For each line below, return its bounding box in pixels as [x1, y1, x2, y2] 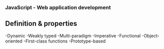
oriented [5, 38, 22, 44]
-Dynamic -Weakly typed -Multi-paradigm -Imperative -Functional [5, 32, 141, 38]
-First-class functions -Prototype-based [23, 38, 106, 44]
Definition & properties [5, 19, 77, 28]
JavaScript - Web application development [5, 4, 111, 11]
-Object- [142, 32, 160, 38]
